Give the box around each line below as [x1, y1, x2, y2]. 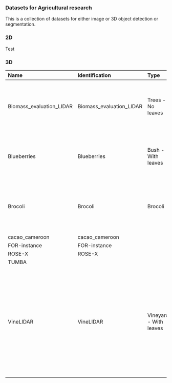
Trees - [147, 96, 166, 104]
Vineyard [147, 312, 169, 319]
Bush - [147, 146, 165, 153]
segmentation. [5, 21, 36, 27]
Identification [77, 71, 111, 78]
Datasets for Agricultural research [5, 4, 92, 11]
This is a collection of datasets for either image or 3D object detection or [5, 16, 159, 22]
